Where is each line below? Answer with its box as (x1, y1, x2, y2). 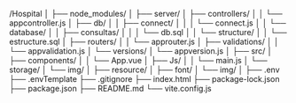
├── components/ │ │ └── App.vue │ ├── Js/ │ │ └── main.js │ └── (9, 55, 268, 65)
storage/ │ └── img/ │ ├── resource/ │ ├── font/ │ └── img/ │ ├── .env (9, 64, 281, 75)
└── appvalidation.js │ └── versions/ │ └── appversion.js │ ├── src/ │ (9, 46, 273, 56)
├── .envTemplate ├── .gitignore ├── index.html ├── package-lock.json (9, 74, 280, 84)
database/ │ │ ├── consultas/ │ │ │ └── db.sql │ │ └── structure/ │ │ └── (9, 27, 287, 37)
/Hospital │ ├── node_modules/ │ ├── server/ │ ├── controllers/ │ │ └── (9, 9, 283, 18)
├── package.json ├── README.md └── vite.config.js (9, 84, 212, 93)
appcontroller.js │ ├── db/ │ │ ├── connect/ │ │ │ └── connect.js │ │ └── (9, 18, 286, 28)
